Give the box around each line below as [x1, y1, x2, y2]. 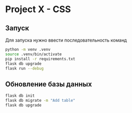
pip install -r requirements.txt [5, 56, 76, 61]
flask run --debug [5, 66, 44, 71]
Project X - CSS [5, 4, 72, 15]
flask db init [5, 93, 35, 98]
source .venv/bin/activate [5, 52, 62, 57]
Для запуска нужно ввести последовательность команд [5, 37, 127, 43]
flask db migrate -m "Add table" [5, 98, 76, 103]
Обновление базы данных [5, 80, 92, 88]
